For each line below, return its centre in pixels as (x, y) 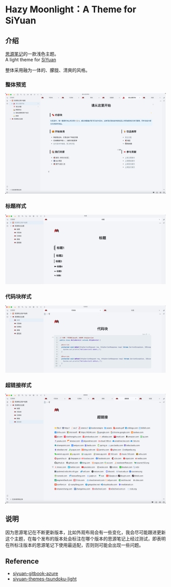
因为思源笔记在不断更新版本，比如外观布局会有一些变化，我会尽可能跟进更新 (85, 532)
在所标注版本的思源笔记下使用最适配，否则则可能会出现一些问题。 (74, 545)
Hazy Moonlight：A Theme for (71, 9)
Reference (22, 561)
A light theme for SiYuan (31, 60)
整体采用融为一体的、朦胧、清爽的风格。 (48, 70)
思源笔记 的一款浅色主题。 (32, 54)
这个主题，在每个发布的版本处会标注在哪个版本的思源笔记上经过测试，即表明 (85, 539)
